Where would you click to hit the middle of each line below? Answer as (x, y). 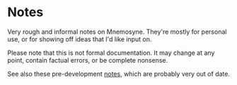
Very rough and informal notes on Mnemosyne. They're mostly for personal (117, 32)
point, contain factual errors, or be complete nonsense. (88, 60)
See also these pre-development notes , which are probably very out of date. (118, 74)
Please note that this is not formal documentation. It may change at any (111, 53)
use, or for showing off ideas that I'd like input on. (80, 39)
